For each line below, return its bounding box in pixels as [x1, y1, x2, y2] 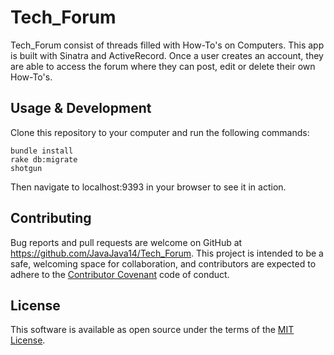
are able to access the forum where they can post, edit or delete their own [10, 60, 316, 72]
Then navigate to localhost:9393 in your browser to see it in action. [10, 181, 287, 193]
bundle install [10, 146, 74, 156]
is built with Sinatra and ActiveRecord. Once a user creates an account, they [10, 49, 324, 61]
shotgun [10, 163, 43, 173]
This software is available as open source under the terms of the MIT [10, 324, 295, 336]
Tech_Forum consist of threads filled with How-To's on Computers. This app [10, 39, 325, 51]
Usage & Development [10, 100, 152, 117]
